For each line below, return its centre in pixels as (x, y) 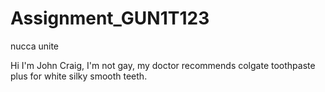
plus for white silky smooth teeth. (79, 76)
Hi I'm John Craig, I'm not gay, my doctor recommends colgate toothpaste (163, 65)
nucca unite (35, 46)
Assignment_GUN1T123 (110, 18)
